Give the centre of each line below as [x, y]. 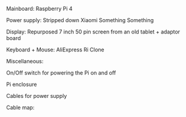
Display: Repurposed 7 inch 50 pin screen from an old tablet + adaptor [93, 32]
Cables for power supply [37, 96]
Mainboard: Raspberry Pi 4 [40, 9]
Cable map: [20, 107]
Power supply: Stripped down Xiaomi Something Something [80, 20]
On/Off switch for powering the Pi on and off [61, 73]
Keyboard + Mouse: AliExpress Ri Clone [55, 50]
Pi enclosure [22, 84]
